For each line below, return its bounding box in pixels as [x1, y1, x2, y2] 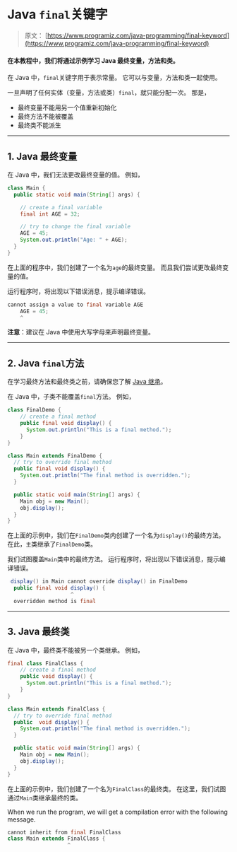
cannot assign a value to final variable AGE [7, 301, 143, 308]
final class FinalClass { [7, 660, 83, 667]
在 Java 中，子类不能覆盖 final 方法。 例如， [7, 392, 135, 401]
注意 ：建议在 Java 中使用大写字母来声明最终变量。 [7, 328, 155, 337]
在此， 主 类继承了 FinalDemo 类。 [7, 540, 97, 549]
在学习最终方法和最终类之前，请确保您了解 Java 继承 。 [7, 378, 167, 386]
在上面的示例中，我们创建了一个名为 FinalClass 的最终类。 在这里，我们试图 [7, 784, 226, 793]
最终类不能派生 [17, 121, 61, 129]
